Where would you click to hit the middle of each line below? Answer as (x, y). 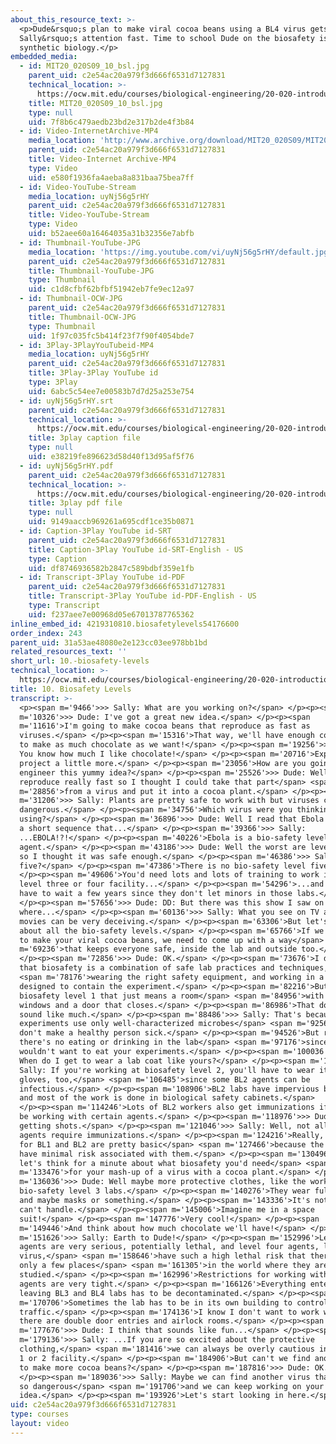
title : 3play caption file (84, 438)
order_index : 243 (46, 633)
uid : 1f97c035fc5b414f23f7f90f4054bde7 (111, 336)
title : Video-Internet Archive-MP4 (102, 159)
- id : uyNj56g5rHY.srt (66, 401)
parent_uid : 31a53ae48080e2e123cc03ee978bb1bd (109, 642)
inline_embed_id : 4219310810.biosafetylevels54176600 (125, 624)
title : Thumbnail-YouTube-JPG (91, 271)
